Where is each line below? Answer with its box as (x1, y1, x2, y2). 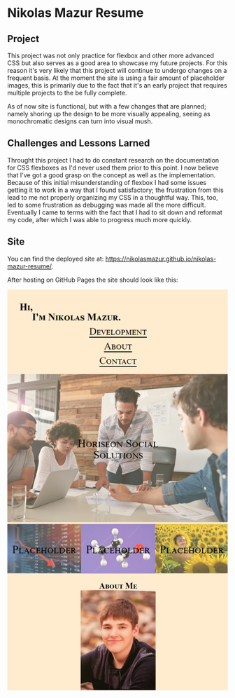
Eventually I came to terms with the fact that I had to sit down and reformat (7, 208, 222, 217)
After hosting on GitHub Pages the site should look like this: (7, 275, 178, 284)
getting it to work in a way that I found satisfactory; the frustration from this (7, 186, 224, 194)
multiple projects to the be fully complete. (7, 89, 127, 97)
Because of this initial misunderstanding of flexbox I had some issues (7, 178, 207, 186)
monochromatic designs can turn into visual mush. (7, 117, 153, 125)
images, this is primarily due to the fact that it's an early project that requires (7, 81, 227, 89)
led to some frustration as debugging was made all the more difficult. (7, 200, 206, 209)
